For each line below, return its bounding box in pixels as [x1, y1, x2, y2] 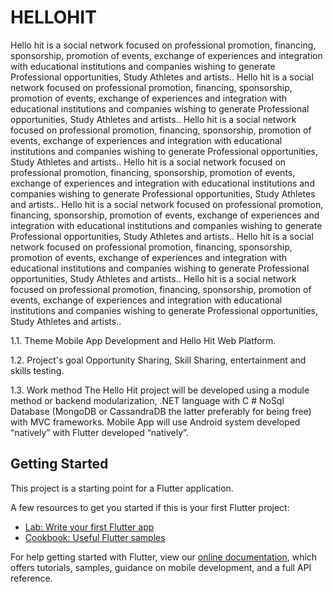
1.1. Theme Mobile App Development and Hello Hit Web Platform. [10, 334, 277, 346]
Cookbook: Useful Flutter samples [24, 531, 166, 543]
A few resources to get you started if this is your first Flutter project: [10, 501, 290, 513]
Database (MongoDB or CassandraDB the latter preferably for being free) [10, 405, 312, 417]
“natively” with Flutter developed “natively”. [10, 426, 189, 438]
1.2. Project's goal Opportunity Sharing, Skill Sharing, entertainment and [10, 354, 307, 366]
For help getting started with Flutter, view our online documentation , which [10, 551, 318, 563]
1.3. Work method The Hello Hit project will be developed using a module [10, 384, 310, 396]
